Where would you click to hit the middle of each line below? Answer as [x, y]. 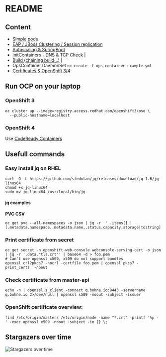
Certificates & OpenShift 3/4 [41, 71]
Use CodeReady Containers [34, 138]
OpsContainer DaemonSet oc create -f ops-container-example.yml [82, 65]
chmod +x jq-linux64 [27, 187]
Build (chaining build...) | [37, 60]
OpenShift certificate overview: [44, 307]
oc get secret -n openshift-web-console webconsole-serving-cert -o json [83, 250]
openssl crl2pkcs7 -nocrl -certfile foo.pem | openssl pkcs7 [70, 263]
